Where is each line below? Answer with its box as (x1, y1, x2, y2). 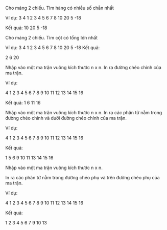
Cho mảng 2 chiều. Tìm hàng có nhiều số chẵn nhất (5, 5, 114, 11)
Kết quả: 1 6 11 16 (5, 100, 41, 106)
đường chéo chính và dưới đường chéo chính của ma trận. (5, 115, 127, 121)
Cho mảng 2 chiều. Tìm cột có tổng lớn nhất (5, 35, 98, 40)
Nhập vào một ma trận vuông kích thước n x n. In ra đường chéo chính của (5, 65, 162, 70)
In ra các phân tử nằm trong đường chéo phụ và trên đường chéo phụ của (5, 175, 160, 180)
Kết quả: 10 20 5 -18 (5, 25, 47, 31)
